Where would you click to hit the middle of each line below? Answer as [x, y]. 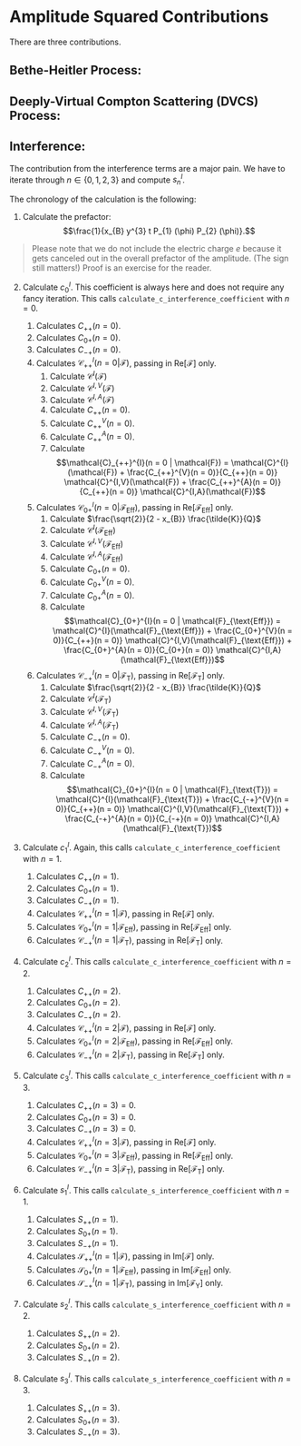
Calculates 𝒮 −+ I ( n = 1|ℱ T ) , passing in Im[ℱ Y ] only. [130, 1283]
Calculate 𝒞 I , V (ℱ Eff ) [87, 544]
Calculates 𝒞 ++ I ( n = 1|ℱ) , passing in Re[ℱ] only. [125, 914]
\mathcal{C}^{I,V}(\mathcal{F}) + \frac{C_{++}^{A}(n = [166, 481]
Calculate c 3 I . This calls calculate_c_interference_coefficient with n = [157, 1076]
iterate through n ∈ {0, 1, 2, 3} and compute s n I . [97, 180]
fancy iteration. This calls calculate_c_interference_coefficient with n [156, 299]
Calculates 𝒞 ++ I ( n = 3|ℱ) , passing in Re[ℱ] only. [126, 1143]
